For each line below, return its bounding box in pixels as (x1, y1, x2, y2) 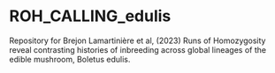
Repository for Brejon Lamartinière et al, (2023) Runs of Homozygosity (9, 35, 266, 46)
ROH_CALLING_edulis (9, 6, 172, 26)
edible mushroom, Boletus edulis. (9, 54, 131, 64)
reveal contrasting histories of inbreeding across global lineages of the (9, 44, 267, 55)
